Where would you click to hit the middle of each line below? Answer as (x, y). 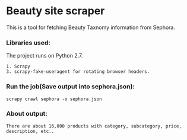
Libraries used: (28, 43)
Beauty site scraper (56, 11)
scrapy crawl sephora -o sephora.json (54, 99)
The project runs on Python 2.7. (45, 56)
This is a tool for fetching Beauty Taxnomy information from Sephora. (91, 27)
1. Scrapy (18, 66)
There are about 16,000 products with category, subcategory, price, (94, 126)
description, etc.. (30, 131)
